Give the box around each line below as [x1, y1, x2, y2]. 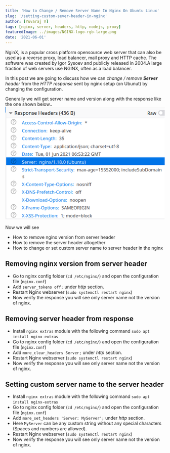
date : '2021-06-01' [5, 35, 47, 40]
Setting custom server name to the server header [5, 380, 164, 389]
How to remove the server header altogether [12, 240, 106, 246]
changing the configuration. [5, 86, 63, 92]
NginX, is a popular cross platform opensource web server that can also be [5, 50, 162, 55]
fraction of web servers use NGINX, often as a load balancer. [5, 66, 133, 71]
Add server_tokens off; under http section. [12, 284, 105, 290]
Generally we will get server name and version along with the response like [5, 96, 162, 102]
